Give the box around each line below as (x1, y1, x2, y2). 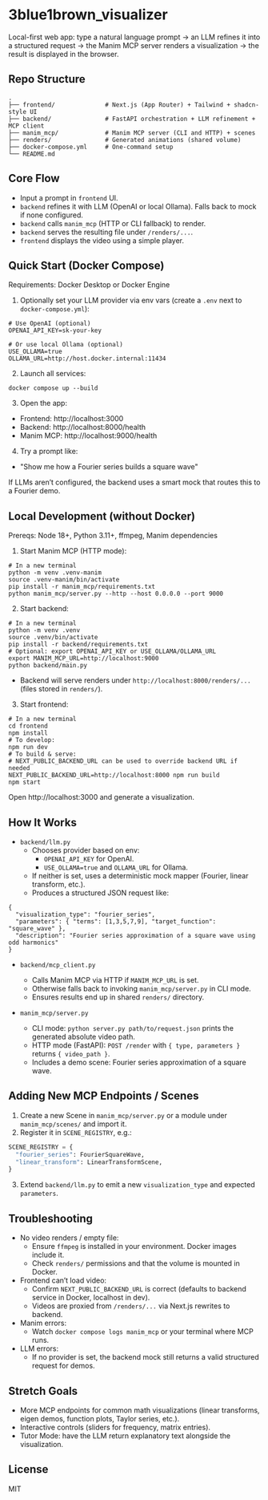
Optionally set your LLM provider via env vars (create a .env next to (19, 295, 242, 306)
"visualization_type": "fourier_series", (15, 910, 156, 918)
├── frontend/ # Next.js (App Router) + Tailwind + (8, 100, 230, 109)
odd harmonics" (8, 939, 59, 947)
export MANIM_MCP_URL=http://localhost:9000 (8, 655, 159, 663)
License (8, 1462, 49, 1477)
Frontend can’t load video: (19, 1275, 106, 1285)
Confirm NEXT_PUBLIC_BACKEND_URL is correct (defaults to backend (31, 1284, 246, 1294)
